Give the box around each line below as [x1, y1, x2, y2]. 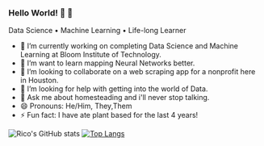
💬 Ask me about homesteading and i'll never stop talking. [19, 93, 210, 102]
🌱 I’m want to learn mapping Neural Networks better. [19, 58, 195, 68]
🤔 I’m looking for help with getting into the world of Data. [19, 84, 208, 94]
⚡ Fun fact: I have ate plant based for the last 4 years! [19, 111, 199, 120]
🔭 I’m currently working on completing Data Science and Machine [19, 41, 238, 51]
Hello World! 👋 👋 [8, 7, 73, 19]
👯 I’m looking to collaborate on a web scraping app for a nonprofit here [19, 67, 256, 77]
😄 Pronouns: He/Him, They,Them [19, 101, 132, 111]
